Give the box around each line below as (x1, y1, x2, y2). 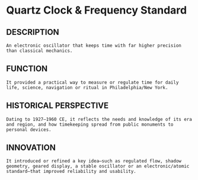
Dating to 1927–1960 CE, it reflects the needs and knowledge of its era (6, 116, 193, 122)
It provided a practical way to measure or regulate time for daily (6, 79, 179, 86)
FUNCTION (6, 64, 48, 74)
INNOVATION (6, 143, 56, 153)
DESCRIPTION (6, 27, 59, 37)
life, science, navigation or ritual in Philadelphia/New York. (6, 84, 168, 90)
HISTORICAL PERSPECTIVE (6, 101, 109, 111)
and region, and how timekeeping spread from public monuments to (6, 122, 174, 127)
